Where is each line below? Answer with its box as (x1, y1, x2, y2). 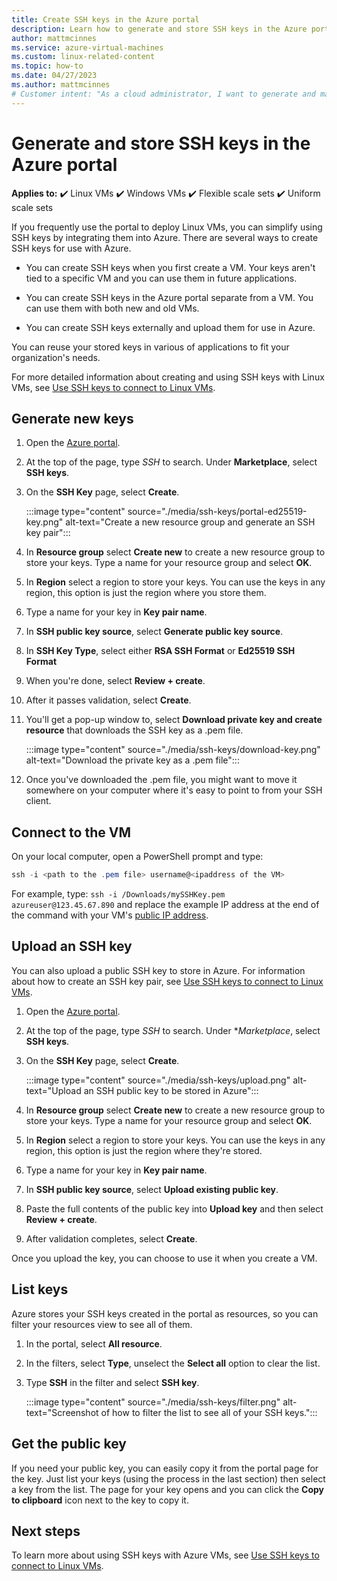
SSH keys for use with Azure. (11, 242, 132, 254)
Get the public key (11, 1436, 127, 1453)
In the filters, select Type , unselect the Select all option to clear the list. (25, 1357, 321, 1369)
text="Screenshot (25, 1406, 99, 1418)
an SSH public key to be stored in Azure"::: (83, 1084, 259, 1096)
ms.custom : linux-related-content (11, 52, 156, 62)
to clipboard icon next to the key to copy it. (11, 1494, 189, 1506)
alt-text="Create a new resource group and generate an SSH (65, 516, 316, 528)
